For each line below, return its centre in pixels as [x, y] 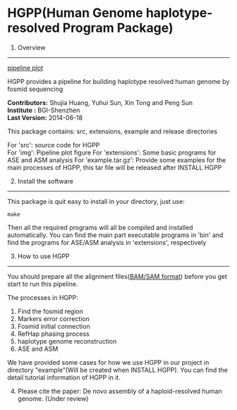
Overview [31, 47]
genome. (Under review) [53, 398]
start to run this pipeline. [43, 284]
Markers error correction [53, 318]
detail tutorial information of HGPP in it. [64, 377]
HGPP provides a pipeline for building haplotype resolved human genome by [119, 81]
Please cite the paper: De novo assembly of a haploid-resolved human [120, 391]
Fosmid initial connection [54, 326]
